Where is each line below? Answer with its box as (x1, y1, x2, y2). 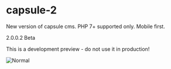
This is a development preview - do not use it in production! (6, 45, 150, 53)
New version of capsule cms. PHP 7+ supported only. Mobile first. (6, 23, 165, 30)
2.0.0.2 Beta (6, 34, 36, 41)
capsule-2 (6, 4, 57, 17)
